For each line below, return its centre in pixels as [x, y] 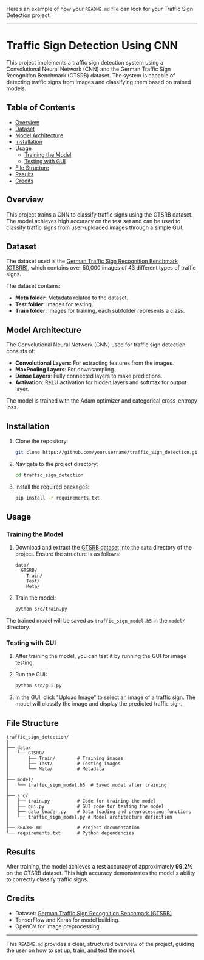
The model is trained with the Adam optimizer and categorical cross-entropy [102, 401]
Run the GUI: [31, 675]
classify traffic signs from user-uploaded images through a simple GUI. [95, 227]
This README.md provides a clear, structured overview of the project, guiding [100, 944]
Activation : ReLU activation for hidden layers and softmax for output [101, 382]
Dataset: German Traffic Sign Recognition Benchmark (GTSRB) [93, 913]
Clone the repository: [42, 441]
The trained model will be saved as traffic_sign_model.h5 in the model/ [96, 621]
